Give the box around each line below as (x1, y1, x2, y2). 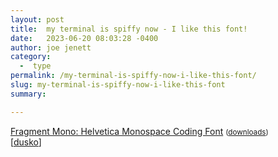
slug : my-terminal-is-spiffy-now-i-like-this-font (10, 80, 226, 90)
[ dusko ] (10, 136, 42, 148)
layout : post (10, 14, 65, 25)
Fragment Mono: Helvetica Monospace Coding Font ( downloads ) (10, 125, 269, 137)
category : (10, 52, 52, 62)
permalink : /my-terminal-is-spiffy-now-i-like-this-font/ (10, 71, 257, 81)
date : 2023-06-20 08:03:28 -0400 (10, 33, 159, 43)
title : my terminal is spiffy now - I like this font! (10, 24, 248, 34)
